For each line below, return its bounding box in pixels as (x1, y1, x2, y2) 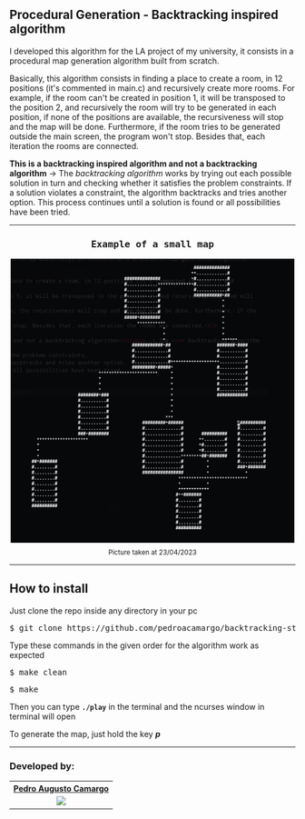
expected (9, 649, 45, 660)
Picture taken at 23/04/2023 (108, 547, 197, 557)
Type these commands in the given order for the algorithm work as (9, 640, 260, 651)
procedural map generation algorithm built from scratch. (9, 55, 220, 66)
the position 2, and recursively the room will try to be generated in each (9, 102, 277, 113)
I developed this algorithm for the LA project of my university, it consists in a (9, 45, 294, 56)
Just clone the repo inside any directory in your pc (9, 604, 198, 616)
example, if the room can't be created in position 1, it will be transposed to (9, 92, 286, 103)
